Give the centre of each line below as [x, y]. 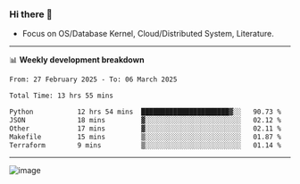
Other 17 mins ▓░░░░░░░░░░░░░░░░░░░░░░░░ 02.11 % [145, 129]
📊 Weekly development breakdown [77, 60]
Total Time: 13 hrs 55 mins [62, 96]
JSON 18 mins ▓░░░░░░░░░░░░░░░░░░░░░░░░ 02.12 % [145, 120]
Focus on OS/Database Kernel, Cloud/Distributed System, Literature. [148, 34]
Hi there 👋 [31, 14]
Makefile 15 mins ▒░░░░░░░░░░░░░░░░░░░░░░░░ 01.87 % [145, 137]
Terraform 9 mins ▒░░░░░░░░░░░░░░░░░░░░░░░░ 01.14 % [145, 145]
